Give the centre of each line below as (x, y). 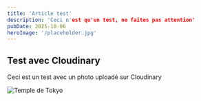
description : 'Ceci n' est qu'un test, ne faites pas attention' (101, 20)
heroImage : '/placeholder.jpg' (52, 33)
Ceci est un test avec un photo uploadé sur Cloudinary (84, 77)
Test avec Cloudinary (54, 60)
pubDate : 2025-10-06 (37, 26)
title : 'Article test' (40, 13)
